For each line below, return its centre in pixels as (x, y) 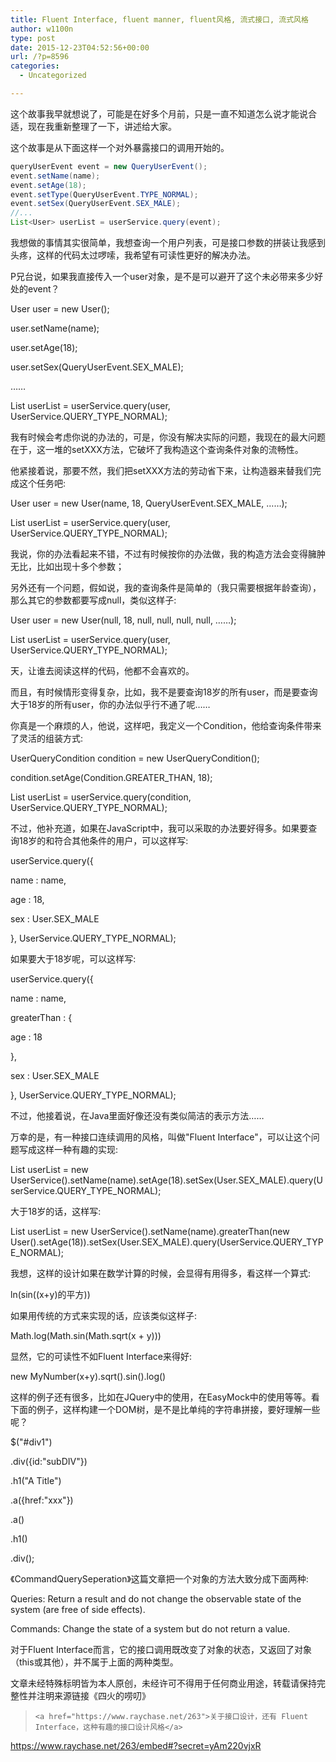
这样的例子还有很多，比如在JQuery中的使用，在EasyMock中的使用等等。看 (165, 1397)
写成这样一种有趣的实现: (68, 1149)
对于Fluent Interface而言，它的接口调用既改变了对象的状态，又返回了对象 (161, 1649)
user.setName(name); (55, 328)
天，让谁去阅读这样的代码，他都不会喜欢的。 (102, 670)
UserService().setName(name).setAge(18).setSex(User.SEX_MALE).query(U (166, 1180)
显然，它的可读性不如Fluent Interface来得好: (101, 1356)
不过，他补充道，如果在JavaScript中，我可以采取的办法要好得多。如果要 (159, 828)
